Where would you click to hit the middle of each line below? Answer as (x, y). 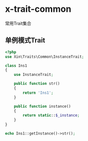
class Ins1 (16, 66)
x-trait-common (38, 9)
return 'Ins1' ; (38, 93)
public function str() (37, 84)
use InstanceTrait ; (34, 75)
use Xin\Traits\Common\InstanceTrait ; (44, 57)
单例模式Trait (25, 40)
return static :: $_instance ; (51, 115)
